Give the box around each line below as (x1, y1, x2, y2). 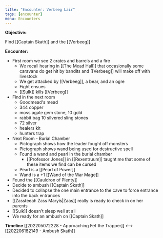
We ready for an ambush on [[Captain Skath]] (12, 213, 104, 219)
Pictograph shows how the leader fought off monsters (19, 141, 128, 147)
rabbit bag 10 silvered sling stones (19, 115, 89, 121)
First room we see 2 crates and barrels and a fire (12, 58, 110, 64)
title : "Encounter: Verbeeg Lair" (5, 7, 76, 12)
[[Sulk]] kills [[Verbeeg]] (19, 89, 68, 95)
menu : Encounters (5, 16, 41, 21)
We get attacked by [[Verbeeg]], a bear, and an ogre (19, 79, 125, 84)
